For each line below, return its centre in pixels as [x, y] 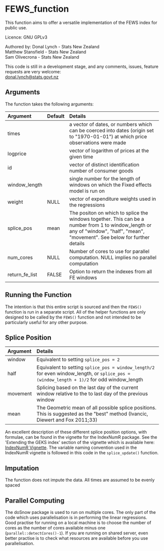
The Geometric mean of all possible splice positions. [96, 408]
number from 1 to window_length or [110, 225]
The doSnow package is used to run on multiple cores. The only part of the [81, 512]
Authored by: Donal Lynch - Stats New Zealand [52, 46]
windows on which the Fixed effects [110, 185]
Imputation [22, 468]
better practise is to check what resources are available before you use [76, 538]
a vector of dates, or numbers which [111, 124]
